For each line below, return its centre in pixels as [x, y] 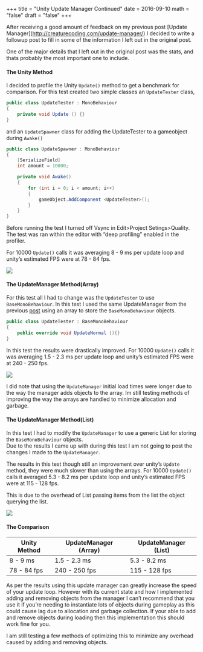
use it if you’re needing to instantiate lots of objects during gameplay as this [101, 605]
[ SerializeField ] [39, 160]
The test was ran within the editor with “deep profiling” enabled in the [93, 234]
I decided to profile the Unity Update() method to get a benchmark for [93, 86]
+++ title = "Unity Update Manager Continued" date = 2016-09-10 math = [98, 9]
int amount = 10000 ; [43, 166]
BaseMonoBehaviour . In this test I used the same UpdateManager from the [96, 304]
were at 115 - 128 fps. [33, 483]
